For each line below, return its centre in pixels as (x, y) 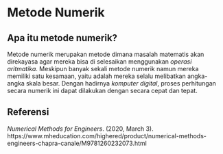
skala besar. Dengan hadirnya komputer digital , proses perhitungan (121, 83)
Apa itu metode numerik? (62, 38)
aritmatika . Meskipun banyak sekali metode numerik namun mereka (103, 69)
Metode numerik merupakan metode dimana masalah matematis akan (106, 54)
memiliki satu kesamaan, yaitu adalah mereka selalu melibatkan (97, 76)
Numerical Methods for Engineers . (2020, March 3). (80, 129)
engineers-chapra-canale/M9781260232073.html (77, 143)
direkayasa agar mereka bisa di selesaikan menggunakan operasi (99, 62)
